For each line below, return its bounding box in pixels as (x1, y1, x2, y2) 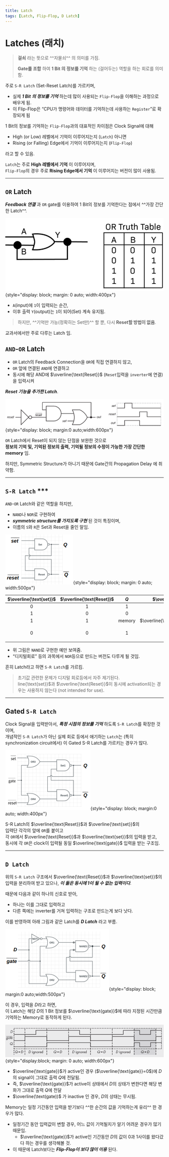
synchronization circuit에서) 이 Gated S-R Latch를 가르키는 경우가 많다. (5, 740, 148, 746)
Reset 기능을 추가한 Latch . (5, 388, 59, 394)
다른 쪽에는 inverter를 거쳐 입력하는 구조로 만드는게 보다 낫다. (12, 907, 133, 914)
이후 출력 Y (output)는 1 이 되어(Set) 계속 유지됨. (12, 309, 106, 315)
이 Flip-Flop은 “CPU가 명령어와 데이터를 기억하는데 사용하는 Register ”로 (12, 106, 156, 112)
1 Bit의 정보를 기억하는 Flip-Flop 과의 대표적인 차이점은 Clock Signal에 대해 (5, 123, 154, 129)
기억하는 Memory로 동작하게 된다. (5, 1014, 72, 1020)
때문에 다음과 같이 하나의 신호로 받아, (5, 890, 78, 897)
